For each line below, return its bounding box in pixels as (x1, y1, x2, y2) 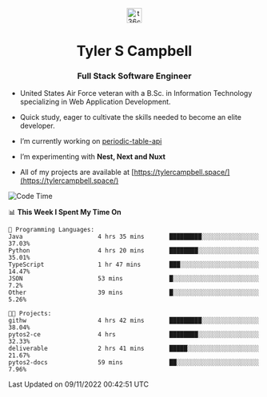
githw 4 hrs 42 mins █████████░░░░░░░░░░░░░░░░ (8, 316, 260, 325)
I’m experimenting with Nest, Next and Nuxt (19, 152, 166, 161)
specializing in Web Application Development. (19, 97, 171, 107)
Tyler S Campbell (76, 42, 193, 60)
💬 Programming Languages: (8, 226, 94, 234)
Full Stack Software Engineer (77, 70, 192, 81)
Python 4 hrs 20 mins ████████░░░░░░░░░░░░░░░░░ (8, 247, 260, 255)
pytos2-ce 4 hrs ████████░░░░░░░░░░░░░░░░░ (8, 331, 260, 339)
